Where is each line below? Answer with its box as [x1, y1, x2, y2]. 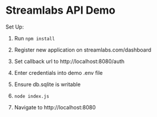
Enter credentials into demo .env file [14, 69, 103, 76]
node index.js [14, 93, 49, 99]
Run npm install [14, 34, 55, 42]
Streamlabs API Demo [5, 4, 116, 17]
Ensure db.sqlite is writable [14, 81, 81, 88]
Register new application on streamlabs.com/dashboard [14, 46, 152, 53]
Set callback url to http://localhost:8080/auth [14, 58, 125, 65]
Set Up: [5, 23, 24, 30]
